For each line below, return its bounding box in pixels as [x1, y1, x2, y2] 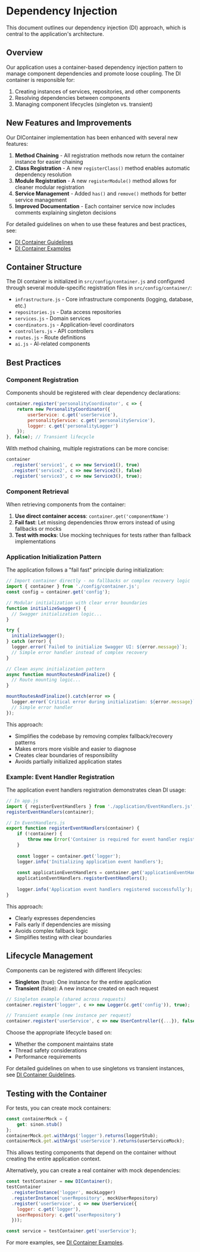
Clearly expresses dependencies [14, 914, 96, 921]
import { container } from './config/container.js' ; [6, 584, 140, 590]
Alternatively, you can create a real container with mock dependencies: [6, 1167, 181, 1174]
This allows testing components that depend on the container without [6, 1149, 177, 1156]
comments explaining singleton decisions [14, 209, 117, 216]
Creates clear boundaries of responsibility [14, 752, 118, 759]
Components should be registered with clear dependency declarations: [6, 389, 180, 396]
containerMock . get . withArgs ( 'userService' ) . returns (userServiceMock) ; [6, 1138, 185, 1144]
